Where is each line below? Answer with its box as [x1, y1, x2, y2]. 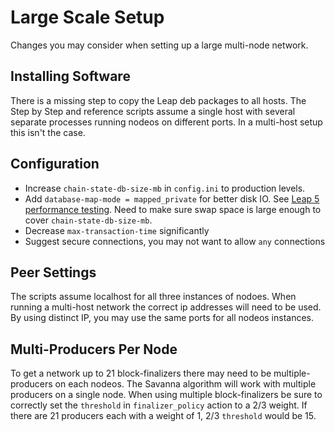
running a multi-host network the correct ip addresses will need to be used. [10, 301, 322, 313]
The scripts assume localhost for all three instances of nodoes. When [10, 291, 297, 303]
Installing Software [10, 68, 131, 85]
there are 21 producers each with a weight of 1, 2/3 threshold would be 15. [10, 410, 317, 422]
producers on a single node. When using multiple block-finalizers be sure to [10, 389, 323, 401]
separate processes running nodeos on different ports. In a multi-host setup [10, 116, 323, 128]
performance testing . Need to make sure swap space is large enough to [24, 203, 322, 215]
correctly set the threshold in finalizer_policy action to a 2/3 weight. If [10, 399, 308, 411]
